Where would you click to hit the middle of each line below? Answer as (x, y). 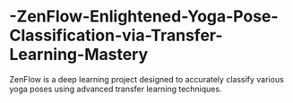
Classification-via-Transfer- (116, 35)
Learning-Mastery (79, 55)
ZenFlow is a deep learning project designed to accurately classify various (146, 79)
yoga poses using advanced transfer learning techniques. (116, 89)
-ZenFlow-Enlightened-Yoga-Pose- (144, 17)
